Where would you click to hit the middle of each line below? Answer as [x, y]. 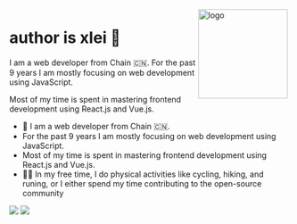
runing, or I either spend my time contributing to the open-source [142, 183]
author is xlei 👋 [65, 38]
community [43, 193]
